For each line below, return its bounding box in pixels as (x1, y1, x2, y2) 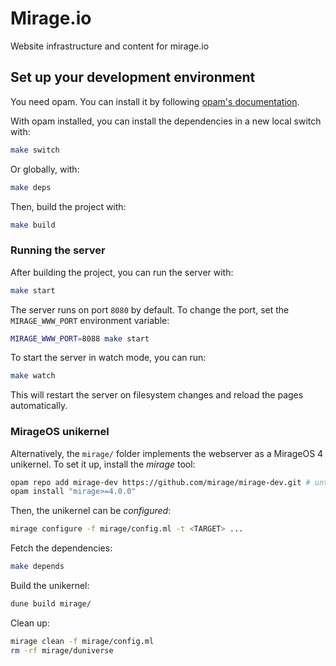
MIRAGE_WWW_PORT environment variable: (10, 314, 170, 326)
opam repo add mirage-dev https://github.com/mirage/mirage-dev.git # (10, 477, 311, 487)
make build (10, 220, 56, 230)
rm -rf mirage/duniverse (10, 645, 114, 656)
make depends (10, 562, 65, 572)
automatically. (10, 400, 68, 412)
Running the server (10, 243, 106, 257)
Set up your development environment (10, 69, 256, 86)
